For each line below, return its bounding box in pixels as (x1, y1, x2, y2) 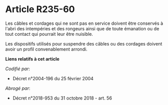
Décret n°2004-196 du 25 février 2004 (12, 75, 94, 81)
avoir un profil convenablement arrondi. (5, 46, 88, 52)
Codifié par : (5, 66, 30, 72)
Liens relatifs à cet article (5, 56, 60, 62)
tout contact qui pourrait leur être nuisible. (5, 31, 94, 37)
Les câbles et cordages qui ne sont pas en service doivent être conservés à (5, 20, 163, 26)
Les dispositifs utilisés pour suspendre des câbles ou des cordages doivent (5, 40, 162, 46)
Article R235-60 (5, 4, 75, 15)
